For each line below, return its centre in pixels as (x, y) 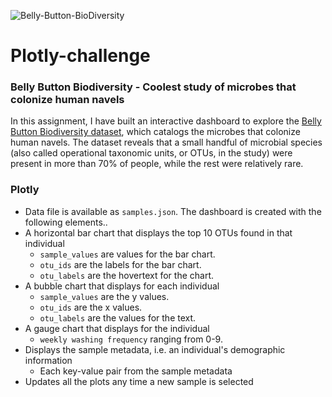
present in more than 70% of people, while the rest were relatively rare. (157, 164)
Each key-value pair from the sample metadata (136, 371)
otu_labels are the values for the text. (118, 317)
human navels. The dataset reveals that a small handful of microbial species (166, 142)
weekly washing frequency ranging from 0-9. (131, 339)
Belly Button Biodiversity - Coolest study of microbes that (153, 87)
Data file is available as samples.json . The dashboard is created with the (173, 211)
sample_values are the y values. (104, 296)
